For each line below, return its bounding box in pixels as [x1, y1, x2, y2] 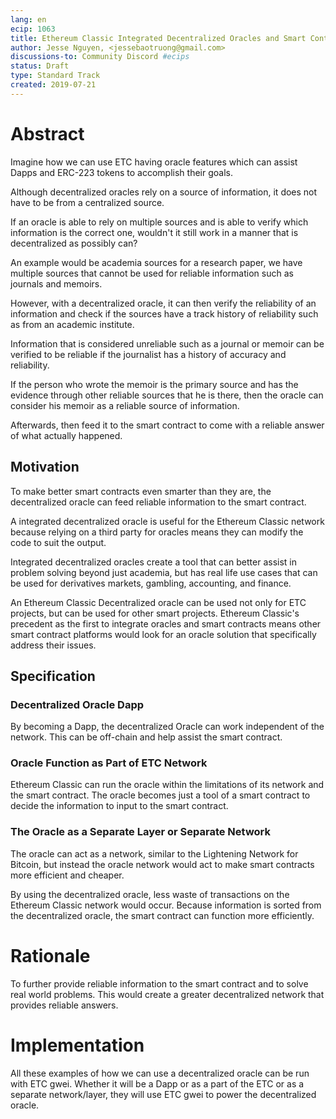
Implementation [10, 1034, 145, 1056]
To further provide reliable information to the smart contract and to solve [10, 977, 309, 990]
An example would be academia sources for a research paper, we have [10, 256, 303, 268]
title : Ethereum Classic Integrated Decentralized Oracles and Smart [10, 33, 307, 43]
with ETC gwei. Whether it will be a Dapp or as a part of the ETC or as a [10, 1077, 305, 1090]
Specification [10, 667, 96, 685]
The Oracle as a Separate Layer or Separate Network [10, 825, 272, 839]
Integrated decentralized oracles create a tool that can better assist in [10, 556, 298, 568]
